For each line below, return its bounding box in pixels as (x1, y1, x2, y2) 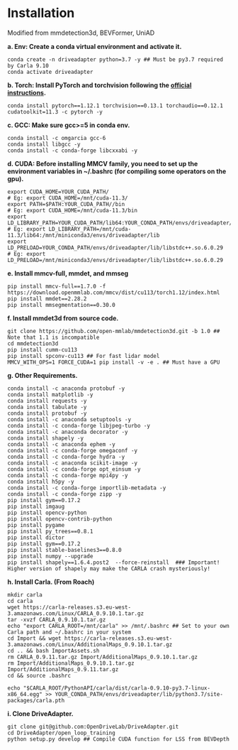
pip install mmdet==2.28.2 (7, 295, 87, 303)
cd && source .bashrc (7, 672, 72, 679)
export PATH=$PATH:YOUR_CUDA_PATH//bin (7, 200, 125, 207)
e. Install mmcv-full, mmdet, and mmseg (7, 268, 129, 278)
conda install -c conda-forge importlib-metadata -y (7, 484, 166, 491)
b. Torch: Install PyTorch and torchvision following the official (7, 80, 192, 89)
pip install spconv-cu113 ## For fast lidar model (7, 352, 160, 359)
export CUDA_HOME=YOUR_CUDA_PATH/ (7, 188, 110, 195)
